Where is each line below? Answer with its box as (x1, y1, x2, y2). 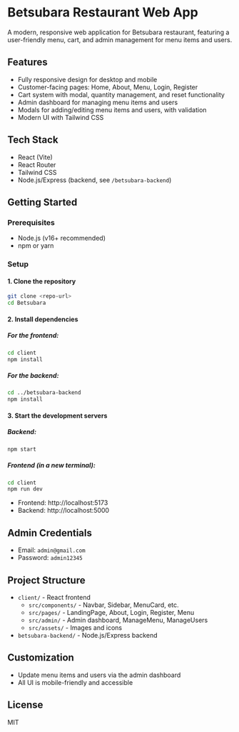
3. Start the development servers (7, 411, 108, 420)
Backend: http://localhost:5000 (17, 506, 109, 515)
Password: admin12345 (17, 553, 83, 562)
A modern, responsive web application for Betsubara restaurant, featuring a (7, 28, 230, 36)
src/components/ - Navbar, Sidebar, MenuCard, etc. (28, 601, 180, 609)
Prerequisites (7, 217, 55, 227)
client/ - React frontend (17, 593, 91, 601)
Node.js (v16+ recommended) (17, 234, 106, 243)
